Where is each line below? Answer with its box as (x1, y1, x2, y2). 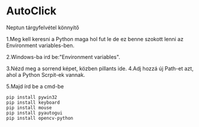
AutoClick (6, 4, 57, 18)
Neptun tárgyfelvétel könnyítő (6, 24, 79, 31)
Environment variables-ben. (6, 42, 75, 49)
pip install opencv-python (6, 115, 74, 121)
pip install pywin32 (6, 94, 58, 100)
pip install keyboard (6, 100, 60, 106)
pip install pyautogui (6, 110, 63, 116)
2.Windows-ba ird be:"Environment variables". (6, 53, 121, 60)
